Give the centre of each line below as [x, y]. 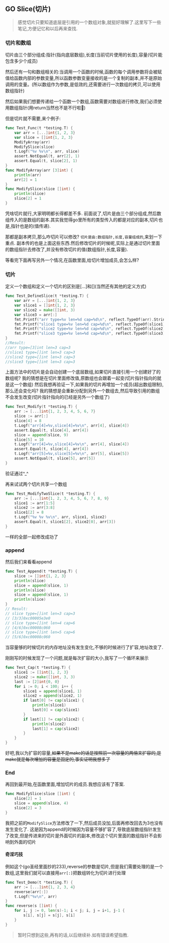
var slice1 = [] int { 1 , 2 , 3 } [45, 305]
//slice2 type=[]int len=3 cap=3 [40, 357]
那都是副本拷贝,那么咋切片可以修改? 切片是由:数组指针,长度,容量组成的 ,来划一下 [84, 237]
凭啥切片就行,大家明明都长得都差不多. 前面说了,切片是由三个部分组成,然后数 [83, 213]
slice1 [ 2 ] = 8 [29, 512]
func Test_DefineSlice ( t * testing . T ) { [47, 296]
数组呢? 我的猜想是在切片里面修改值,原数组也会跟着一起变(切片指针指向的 [81, 378]
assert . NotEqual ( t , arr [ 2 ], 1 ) [47, 156]
